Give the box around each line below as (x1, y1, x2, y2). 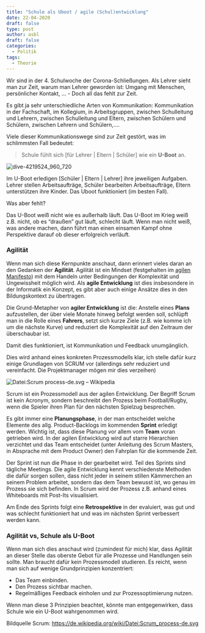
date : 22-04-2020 (6, 15, 51, 21)
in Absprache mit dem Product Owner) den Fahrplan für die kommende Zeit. (6, 447, 198, 454)
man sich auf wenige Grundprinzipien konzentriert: (6, 565, 134, 572)
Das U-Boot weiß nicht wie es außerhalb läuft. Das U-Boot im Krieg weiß (6, 211, 189, 218)
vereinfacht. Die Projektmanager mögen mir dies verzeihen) (6, 367, 157, 374)
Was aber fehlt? (6, 199, 46, 207)
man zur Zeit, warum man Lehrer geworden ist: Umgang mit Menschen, (6, 83, 186, 90)
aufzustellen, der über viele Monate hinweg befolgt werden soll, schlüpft (6, 310, 189, 318)
